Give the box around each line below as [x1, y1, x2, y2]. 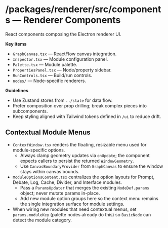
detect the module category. [12, 217, 72, 223]
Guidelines [5, 87, 29, 93]
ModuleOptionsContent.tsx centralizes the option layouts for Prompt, [12, 174, 155, 180]
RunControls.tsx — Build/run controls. [12, 72, 93, 78]
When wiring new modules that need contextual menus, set [12, 206, 137, 212]
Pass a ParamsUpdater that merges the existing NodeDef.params [20, 184, 149, 191]
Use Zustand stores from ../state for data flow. [12, 97, 113, 103]
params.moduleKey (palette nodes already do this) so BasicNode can [12, 211, 151, 217]
